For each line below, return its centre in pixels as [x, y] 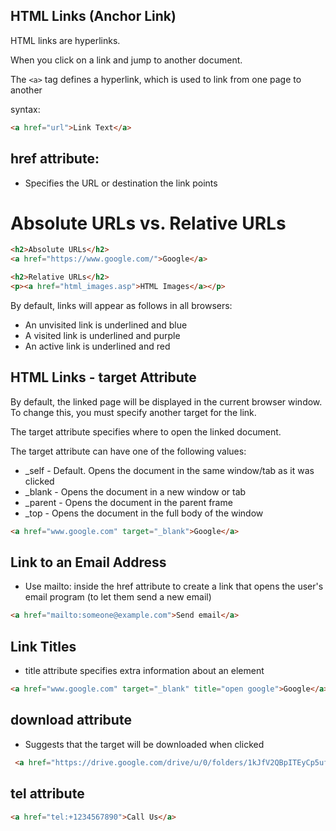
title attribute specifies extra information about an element [144, 671]
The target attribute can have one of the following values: [128, 451]
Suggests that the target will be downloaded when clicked [144, 744]
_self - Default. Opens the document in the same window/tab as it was [169, 470]
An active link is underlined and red [97, 346]
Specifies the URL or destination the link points [121, 183]
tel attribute [47, 794]
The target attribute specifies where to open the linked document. [146, 431]
